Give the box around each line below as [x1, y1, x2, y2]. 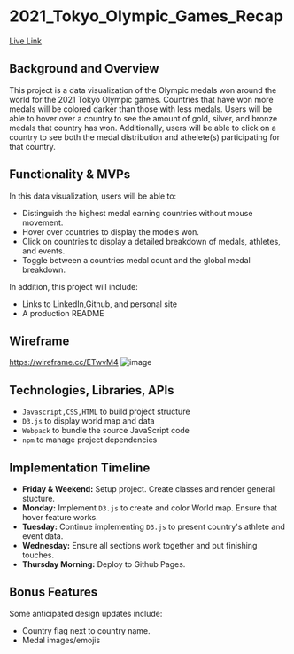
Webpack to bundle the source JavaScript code [21, 425, 190, 436]
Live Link [9, 35, 43, 46]
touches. [21, 549, 55, 560]
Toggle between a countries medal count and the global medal [21, 254, 251, 265]
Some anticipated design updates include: [9, 608, 163, 619]
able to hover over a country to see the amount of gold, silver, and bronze [9, 113, 278, 123]
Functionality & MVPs [9, 167, 131, 183]
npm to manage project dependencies [21, 434, 158, 445]
